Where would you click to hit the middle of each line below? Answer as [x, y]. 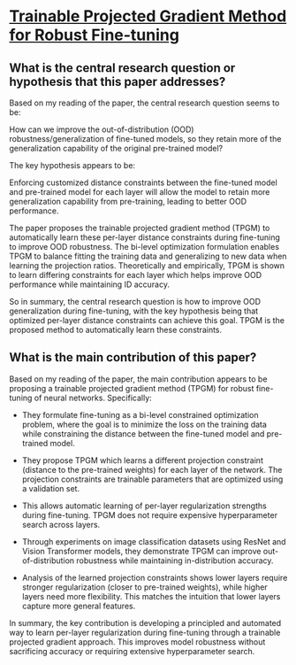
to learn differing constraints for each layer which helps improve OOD [136, 275]
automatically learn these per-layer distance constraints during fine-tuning [145, 237]
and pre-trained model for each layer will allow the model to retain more [140, 192]
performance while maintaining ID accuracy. [90, 284]
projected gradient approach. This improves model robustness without [137, 642]
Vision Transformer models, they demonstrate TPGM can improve [141, 551]
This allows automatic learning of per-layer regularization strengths [144, 506]
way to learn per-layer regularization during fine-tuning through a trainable [145, 632]
